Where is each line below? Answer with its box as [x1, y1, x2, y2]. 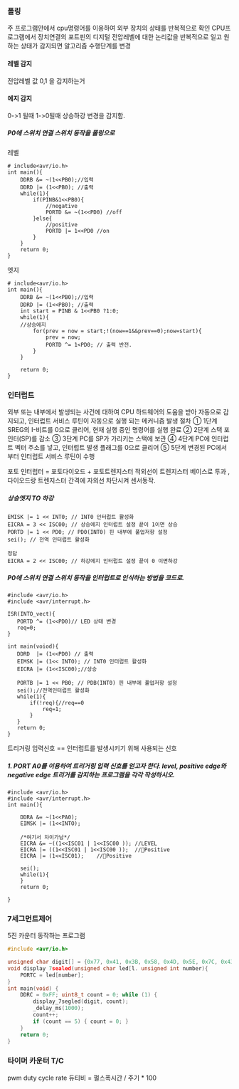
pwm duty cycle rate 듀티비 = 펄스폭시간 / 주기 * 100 [7, 1073, 157, 1082]
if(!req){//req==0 [29, 699, 84, 706]
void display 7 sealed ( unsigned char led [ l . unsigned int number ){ [7, 964, 208, 972]
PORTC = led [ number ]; [20, 972, 84, 979]
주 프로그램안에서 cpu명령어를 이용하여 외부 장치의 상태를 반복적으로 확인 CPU [7, 23, 225, 33]
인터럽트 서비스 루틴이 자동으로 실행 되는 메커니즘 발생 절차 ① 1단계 [28, 416, 218, 425]
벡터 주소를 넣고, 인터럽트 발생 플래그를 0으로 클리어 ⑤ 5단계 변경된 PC [14, 443, 216, 451]
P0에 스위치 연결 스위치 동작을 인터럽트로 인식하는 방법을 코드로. [7, 573, 185, 582]
